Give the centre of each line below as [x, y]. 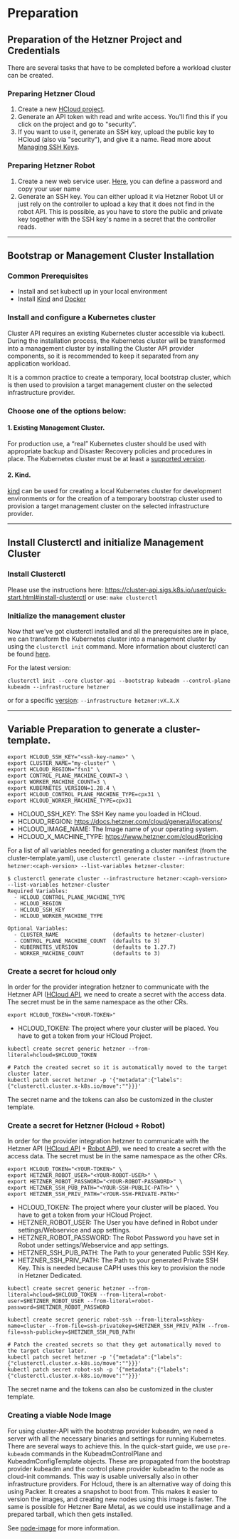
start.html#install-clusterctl [47, 597]
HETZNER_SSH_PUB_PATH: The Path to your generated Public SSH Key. [123, 1253]
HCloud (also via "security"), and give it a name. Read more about [114, 140]
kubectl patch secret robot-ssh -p [60, 1370]
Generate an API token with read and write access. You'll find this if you [122, 117]
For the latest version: [39, 667]
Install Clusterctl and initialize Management [106, 543]
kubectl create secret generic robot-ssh [70, 1320]
